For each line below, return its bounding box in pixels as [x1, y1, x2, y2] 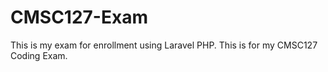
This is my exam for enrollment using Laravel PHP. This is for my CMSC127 [10, 39, 318, 51]
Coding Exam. [10, 49, 68, 61]
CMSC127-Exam [10, 6, 148, 29]
